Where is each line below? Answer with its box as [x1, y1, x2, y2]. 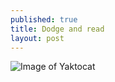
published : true [10, 14, 78, 25]
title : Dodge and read [10, 24, 105, 34]
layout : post [10, 33, 65, 43]
